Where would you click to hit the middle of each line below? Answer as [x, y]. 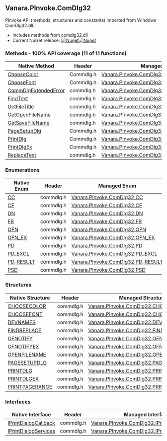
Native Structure [30, 297]
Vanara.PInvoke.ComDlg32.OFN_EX [113, 238]
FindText [18, 99]
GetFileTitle [21, 107]
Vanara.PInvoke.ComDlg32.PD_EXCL [114, 254]
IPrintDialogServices [32, 431]
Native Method [36, 66]
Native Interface [31, 414]
